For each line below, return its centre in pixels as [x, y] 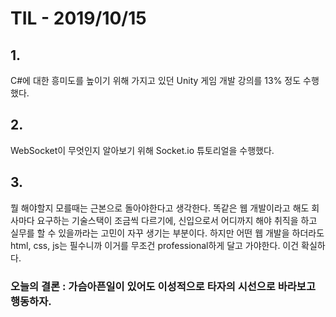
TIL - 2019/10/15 [78, 18]
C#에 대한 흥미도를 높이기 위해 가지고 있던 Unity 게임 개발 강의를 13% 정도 [156, 80]
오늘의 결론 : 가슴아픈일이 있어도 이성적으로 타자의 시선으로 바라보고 [163, 286]
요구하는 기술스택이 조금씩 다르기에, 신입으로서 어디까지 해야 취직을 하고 [177, 220]
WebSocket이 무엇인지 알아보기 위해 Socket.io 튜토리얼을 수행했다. [142, 150]
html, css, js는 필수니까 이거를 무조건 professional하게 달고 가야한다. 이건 [155, 245]
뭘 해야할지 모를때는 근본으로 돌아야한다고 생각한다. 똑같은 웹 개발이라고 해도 [160, 208]
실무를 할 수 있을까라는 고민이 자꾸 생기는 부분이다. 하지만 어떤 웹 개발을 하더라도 [167, 233]
